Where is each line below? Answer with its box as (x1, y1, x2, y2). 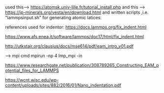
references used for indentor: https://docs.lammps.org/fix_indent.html (5, 24, 147, 30)
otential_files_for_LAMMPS (5, 67, 59, 73)
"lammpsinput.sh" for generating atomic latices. (5, 15, 102, 20)
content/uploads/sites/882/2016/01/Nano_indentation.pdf (5, 82, 121, 88)
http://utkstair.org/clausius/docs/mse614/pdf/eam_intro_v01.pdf (5, 43, 134, 49)
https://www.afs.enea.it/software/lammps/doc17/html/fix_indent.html (5, 34, 144, 39)
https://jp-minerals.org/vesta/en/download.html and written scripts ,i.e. (5, 9, 149, 15)
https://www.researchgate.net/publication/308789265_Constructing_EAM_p (5, 62, 159, 68)
